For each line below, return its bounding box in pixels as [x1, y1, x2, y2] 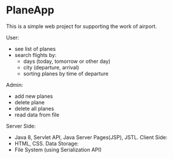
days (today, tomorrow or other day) [23, 58, 111, 65]
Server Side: [6, 122, 36, 129]
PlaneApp [6, 3, 54, 17]
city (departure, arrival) [23, 63, 79, 70]
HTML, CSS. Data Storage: [14, 140, 79, 147]
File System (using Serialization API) [14, 146, 102, 153]
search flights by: [14, 51, 57, 58]
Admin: [6, 81, 23, 88]
